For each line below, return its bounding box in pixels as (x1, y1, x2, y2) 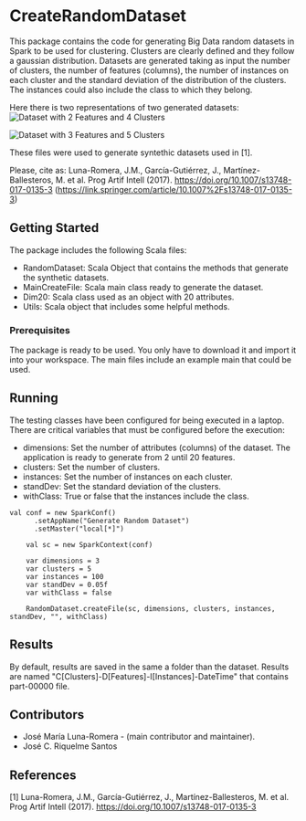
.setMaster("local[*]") (33, 524, 125, 533)
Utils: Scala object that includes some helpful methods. (22, 300, 230, 311)
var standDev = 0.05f (26, 580, 108, 589)
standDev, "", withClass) (9, 612, 108, 621)
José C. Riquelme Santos (22, 741, 118, 752)
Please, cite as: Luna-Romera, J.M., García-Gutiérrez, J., (9, 164, 222, 175)
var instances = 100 (26, 572, 104, 581)
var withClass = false (26, 588, 112, 597)
